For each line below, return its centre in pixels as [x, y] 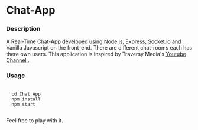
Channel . [18, 60]
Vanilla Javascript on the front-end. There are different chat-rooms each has [99, 48]
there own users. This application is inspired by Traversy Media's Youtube [96, 54]
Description [23, 29]
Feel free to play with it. [35, 120]
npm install [26, 99]
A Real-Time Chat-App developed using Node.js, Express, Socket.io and [94, 41]
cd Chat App [26, 94]
